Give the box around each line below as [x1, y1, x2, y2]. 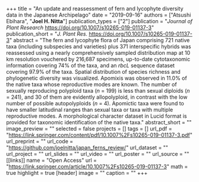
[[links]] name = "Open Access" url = [6, 157, 97, 164]
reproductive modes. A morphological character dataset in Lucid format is [6, 112, 187, 120]
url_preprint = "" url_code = [6, 138, 73, 145]
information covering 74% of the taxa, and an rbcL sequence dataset [6, 62, 175, 69]
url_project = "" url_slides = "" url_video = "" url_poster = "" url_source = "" [6, 150, 189, 157]
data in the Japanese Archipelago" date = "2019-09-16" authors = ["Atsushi [6, 11, 191, 18]
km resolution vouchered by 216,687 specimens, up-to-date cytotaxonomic [6, 56, 191, 62]
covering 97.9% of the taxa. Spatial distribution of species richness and [6, 68, 181, 75]
